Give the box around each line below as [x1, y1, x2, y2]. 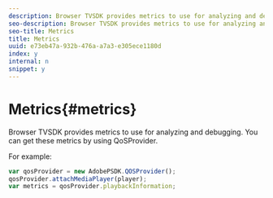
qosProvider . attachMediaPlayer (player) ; [8, 174, 148, 183]
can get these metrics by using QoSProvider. [8, 135, 158, 145]
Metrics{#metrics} [8, 99, 137, 118]
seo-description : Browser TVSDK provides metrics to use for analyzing [8, 20, 256, 28]
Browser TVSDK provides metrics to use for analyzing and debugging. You [8, 127, 258, 137]
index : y [8, 50, 38, 58]
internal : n [8, 58, 49, 66]
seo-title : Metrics [8, 27, 75, 35]
